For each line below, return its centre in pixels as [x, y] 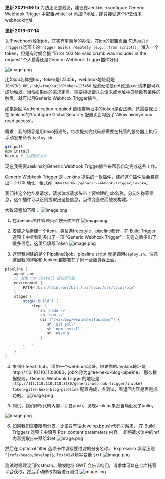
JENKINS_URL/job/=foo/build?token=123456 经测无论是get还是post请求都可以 [82, 86]
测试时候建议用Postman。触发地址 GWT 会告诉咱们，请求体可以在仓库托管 [81, 465]
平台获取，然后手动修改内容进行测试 [42, 472]
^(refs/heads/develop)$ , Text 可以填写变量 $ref [54, 455]
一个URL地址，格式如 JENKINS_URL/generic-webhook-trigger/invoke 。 [80, 183]
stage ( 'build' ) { [40, 301]
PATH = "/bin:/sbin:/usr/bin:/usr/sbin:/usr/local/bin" [79, 288]
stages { [23, 296]
